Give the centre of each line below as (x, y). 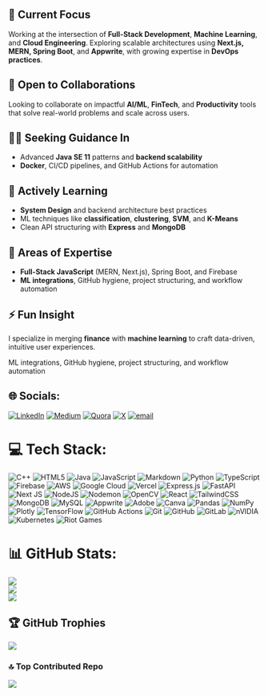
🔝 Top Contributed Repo (56, 666)
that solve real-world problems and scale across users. (99, 112)
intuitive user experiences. (52, 346)
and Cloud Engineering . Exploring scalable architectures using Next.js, (126, 42)
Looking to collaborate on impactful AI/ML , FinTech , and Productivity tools (132, 104)
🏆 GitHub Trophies (57, 623)
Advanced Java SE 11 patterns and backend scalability (111, 157)
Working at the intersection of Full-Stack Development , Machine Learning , (133, 34)
